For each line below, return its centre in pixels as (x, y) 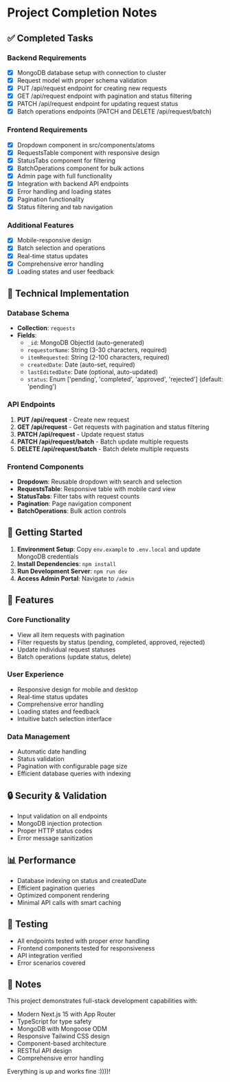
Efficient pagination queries (56, 888)
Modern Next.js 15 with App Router (66, 1015)
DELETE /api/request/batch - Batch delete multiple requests (103, 448)
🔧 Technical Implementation (68, 294)
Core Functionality (39, 620)
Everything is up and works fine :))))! (59, 1072)
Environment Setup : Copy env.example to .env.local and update (109, 549)
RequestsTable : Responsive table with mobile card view (96, 489)
